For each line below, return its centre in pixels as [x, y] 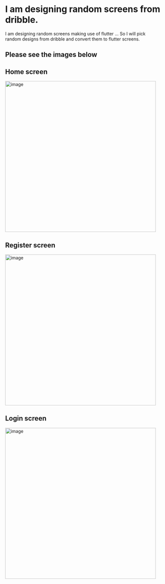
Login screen [26, 418]
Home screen [26, 72]
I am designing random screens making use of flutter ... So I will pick [76, 33]
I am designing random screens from [83, 9]
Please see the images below [51, 55]
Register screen [30, 245]
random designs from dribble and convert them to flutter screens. [73, 39]
